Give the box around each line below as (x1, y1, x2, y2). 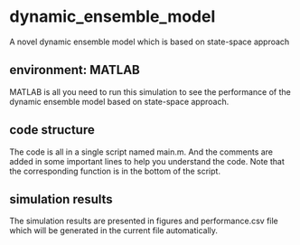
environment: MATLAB (9, 62, 140, 78)
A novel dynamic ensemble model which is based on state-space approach (9, 36, 290, 47)
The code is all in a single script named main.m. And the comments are (9, 146, 274, 157)
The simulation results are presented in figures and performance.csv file (9, 215, 278, 227)
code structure (9, 122, 95, 137)
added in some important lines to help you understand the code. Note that (9, 155, 285, 166)
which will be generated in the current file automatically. (9, 225, 219, 236)
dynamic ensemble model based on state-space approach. (9, 96, 230, 107)
